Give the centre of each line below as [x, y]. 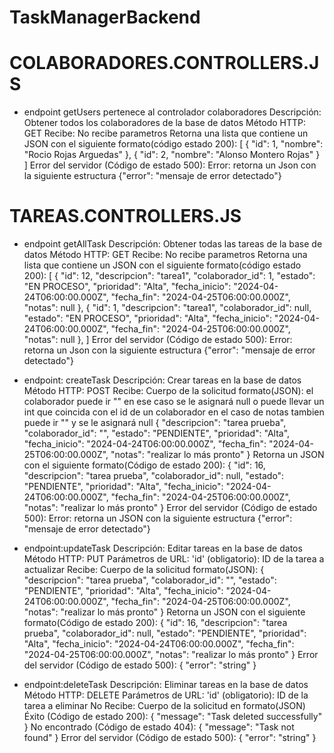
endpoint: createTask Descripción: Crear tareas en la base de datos [162, 380]
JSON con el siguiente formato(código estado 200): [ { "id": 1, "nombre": [173, 144]
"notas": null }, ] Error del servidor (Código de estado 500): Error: [158, 340]
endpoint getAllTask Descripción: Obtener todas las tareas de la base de [173, 244]
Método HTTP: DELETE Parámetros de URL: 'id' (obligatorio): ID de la [166, 695]
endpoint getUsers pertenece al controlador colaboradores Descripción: [172, 112]
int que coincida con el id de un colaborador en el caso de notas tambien [174, 412]
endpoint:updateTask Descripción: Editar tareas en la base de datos [163, 548]
